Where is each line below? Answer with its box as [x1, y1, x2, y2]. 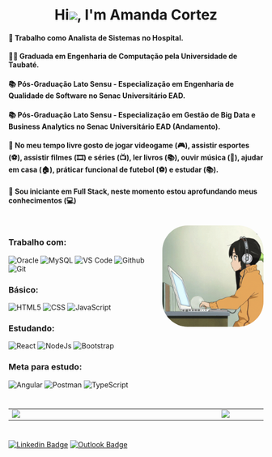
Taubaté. [8, 60, 40, 70]
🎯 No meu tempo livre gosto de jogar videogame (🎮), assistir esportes [8, 140, 249, 151]
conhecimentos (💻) [8, 195, 77, 205]
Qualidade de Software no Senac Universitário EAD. [8, 91, 186, 100]
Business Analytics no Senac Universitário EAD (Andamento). [8, 122, 221, 131]
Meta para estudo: [8, 361, 83, 373]
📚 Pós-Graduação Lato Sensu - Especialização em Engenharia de [8, 79, 235, 88]
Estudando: [8, 322, 55, 334]
